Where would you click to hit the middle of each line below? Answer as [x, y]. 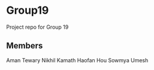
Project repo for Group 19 [37, 27]
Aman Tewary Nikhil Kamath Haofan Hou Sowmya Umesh [77, 60]
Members [25, 46]
